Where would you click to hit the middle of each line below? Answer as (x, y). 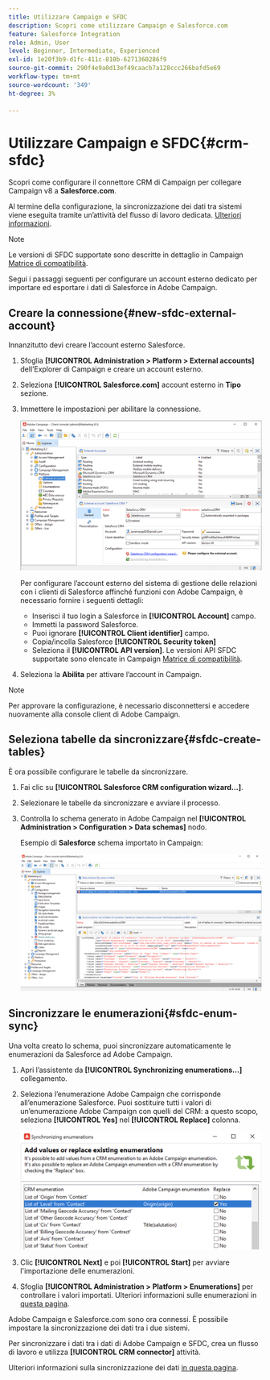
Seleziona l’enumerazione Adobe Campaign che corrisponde (121, 1094)
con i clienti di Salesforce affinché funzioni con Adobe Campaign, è (131, 592)
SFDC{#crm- (205, 143)
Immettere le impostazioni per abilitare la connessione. (110, 409)
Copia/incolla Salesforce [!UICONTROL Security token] (124, 642)
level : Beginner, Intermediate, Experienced (84, 51)
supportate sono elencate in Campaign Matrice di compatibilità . (137, 659)
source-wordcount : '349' (50, 85)
